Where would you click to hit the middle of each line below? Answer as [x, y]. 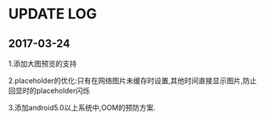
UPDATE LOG [53, 14]
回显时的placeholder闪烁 [49, 90]
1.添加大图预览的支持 [43, 64]
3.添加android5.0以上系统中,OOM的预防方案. [82, 108]
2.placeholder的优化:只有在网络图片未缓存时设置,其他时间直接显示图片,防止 [132, 80]
